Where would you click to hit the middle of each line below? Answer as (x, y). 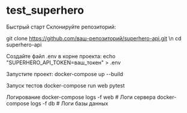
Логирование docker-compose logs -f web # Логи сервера (81, 97)
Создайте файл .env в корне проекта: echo (61, 56)
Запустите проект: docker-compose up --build (65, 74)
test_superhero (45, 10)
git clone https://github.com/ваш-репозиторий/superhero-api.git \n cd (94, 38)
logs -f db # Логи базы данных (70, 103)
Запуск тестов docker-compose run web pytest (65, 85)
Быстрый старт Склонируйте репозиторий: (61, 27)
